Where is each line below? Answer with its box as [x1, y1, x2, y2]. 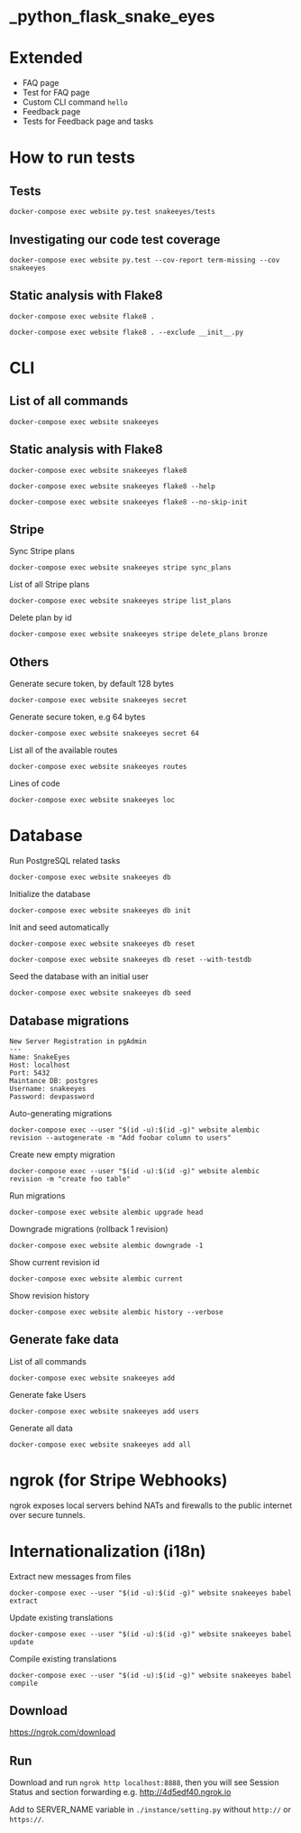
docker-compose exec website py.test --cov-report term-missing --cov [9, 255, 280, 264]
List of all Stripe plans [9, 579, 90, 590]
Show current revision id [9, 1256, 101, 1267]
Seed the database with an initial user [9, 971, 149, 982]
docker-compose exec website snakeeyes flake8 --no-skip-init [9, 497, 248, 506]
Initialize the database [9, 889, 91, 900]
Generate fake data [9, 1332, 120, 1347]
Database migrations [9, 1013, 129, 1028]
